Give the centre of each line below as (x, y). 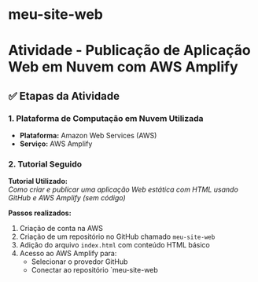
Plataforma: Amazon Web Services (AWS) (88, 136)
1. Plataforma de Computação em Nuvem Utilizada (106, 118)
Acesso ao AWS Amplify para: (68, 254)
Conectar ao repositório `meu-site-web (95, 270)
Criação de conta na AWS (61, 229)
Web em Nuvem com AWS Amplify (123, 67)
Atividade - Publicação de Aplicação (130, 51)
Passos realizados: (40, 213)
